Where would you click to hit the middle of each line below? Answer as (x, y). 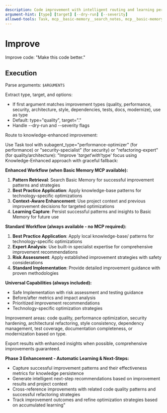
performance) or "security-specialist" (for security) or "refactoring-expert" (82, 150)
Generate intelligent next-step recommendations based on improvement (86, 379)
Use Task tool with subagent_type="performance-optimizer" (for (71, 145)
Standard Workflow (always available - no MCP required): (66, 226)
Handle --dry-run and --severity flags (51, 125)
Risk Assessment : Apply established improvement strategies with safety (87, 257)
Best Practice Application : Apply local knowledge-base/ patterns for (83, 236)
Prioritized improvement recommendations (56, 303)
